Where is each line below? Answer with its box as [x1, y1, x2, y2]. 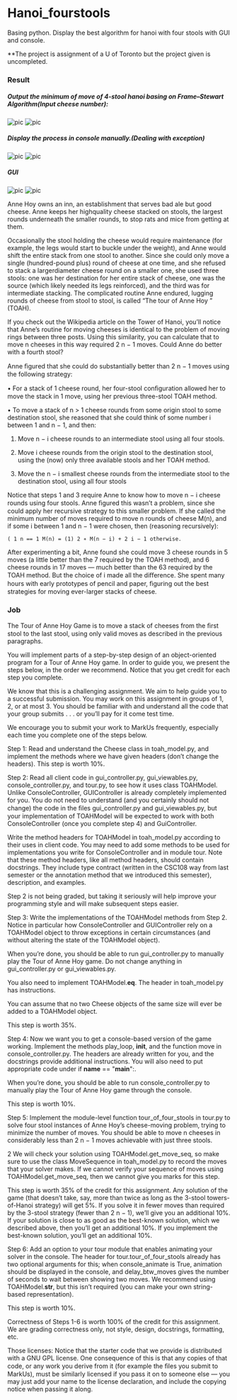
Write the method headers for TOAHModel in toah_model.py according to [7, 833, 221, 842]
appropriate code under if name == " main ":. [7, 1065, 137, 1073]
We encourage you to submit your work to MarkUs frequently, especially [7, 723, 219, 732]
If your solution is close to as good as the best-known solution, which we [7, 1216, 220, 1225]
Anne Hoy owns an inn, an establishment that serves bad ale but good [7, 200, 212, 208]
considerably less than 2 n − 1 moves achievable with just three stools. [7, 1136, 213, 1145]
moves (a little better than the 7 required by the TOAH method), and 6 [7, 555, 210, 564]
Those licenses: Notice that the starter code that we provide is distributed [7, 1346, 222, 1355]
